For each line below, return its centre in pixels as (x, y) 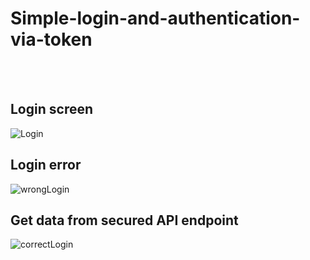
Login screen (52, 109)
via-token (51, 39)
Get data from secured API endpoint (124, 220)
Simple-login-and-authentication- (155, 18)
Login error (46, 165)
